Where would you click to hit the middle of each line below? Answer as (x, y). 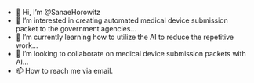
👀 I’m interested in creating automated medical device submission (122, 20)
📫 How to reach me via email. (64, 71)
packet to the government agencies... (76, 29)
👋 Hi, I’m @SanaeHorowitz (58, 12)
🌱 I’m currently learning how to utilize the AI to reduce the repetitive (124, 37)
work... (27, 45)
